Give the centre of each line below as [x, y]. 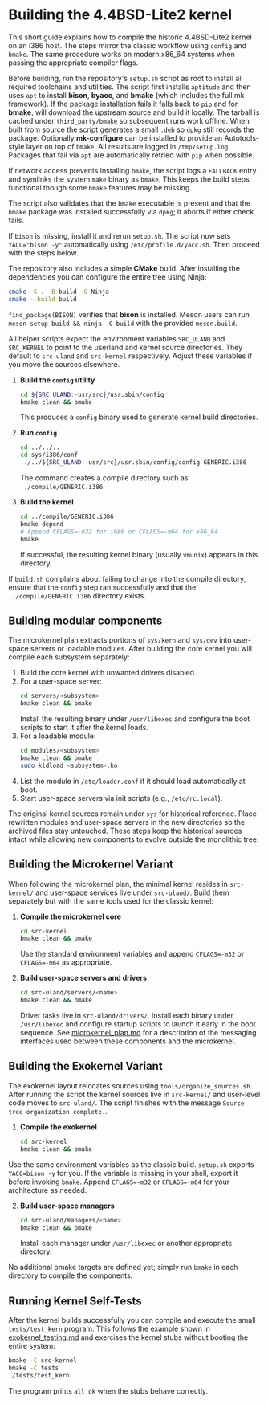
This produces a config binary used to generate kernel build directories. [139, 417]
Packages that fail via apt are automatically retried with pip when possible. [132, 155]
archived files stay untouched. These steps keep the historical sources [125, 831]
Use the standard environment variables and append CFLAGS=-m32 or [132, 954]
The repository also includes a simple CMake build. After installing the [124, 268]
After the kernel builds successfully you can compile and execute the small [132, 1320]
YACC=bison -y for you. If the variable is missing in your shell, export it [123, 1173]
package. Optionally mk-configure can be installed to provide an [116, 137]
